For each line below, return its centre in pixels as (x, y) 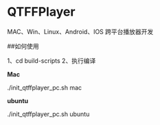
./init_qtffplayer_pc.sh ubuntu (48, 114)
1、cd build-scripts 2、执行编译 (52, 60)
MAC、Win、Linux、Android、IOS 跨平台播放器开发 (80, 31)
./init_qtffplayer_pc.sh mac (45, 87)
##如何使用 (23, 46)
